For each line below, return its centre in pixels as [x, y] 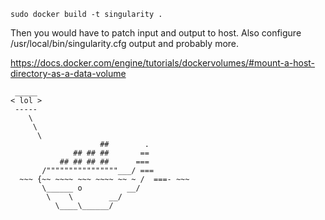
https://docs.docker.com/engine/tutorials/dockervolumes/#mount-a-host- [163, 63]
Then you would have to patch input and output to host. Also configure [156, 33]
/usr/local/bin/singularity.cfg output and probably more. [125, 43]
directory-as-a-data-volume [68, 73]
